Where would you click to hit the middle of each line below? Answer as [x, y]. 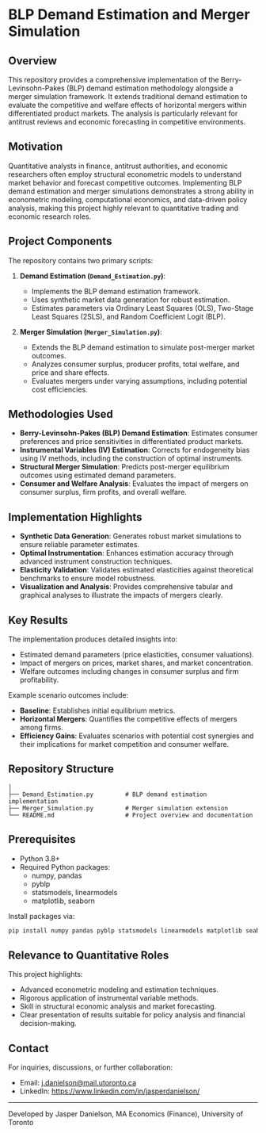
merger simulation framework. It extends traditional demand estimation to [128, 96]
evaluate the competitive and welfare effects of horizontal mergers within [127, 105]
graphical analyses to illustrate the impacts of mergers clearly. [121, 595]
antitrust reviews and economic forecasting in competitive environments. [127, 122]
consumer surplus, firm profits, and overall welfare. [103, 492]
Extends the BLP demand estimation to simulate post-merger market [143, 347]
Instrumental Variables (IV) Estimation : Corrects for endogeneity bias [135, 450]
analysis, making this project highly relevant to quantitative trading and [123, 208]
